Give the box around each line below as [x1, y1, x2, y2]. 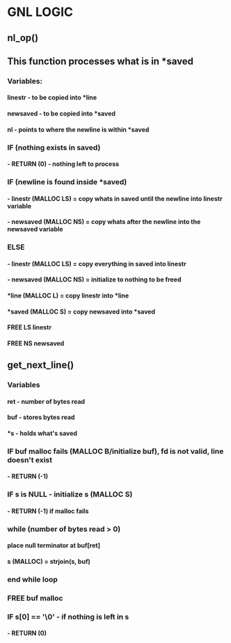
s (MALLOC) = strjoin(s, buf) [7, 557, 90, 566]
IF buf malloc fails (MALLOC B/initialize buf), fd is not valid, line [7, 446, 224, 456]
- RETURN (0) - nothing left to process [7, 160, 120, 168]
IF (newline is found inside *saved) [7, 177, 127, 187]
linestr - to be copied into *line [7, 93, 97, 101]
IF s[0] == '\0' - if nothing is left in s [7, 612, 129, 621]
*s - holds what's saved [7, 429, 78, 437]
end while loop [7, 574, 58, 584]
